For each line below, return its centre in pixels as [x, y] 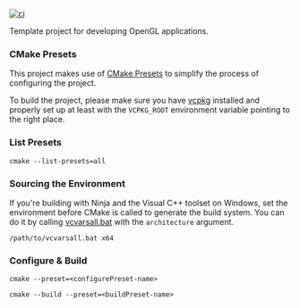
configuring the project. [53, 83]
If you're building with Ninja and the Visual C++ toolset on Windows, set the [149, 203]
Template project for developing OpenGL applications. [109, 31]
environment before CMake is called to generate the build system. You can [147, 212]
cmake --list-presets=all [57, 161]
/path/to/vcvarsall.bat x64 [62, 238]
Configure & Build [48, 261]
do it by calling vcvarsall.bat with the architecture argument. [122, 221]
